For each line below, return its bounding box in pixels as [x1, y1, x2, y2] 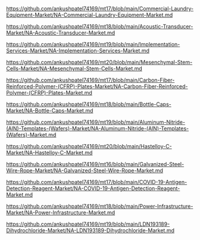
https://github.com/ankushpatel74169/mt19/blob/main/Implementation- [6, 41, 180, 48]
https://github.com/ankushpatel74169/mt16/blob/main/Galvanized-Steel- [6, 161, 185, 167]
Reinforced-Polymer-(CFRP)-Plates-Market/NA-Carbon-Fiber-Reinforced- [6, 83, 189, 90]
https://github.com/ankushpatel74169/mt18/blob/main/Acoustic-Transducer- [6, 23, 193, 30]
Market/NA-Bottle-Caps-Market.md [6, 107, 93, 114]
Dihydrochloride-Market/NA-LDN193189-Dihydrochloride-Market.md [6, 227, 174, 234]
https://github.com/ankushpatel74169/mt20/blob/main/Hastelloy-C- [6, 143, 172, 149]
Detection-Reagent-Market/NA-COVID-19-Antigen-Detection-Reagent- [6, 185, 180, 192]
